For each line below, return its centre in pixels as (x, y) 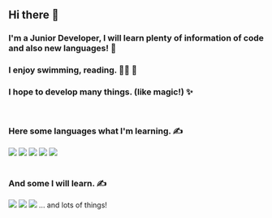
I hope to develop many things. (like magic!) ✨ (101, 92)
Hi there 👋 (34, 15)
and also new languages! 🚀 (62, 48)
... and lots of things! (73, 205)
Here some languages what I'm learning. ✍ (96, 131)
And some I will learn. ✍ (58, 183)
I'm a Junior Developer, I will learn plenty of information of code (136, 38)
